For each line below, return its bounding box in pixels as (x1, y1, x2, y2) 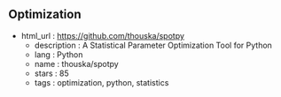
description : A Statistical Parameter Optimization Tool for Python (34, 40, 272, 50)
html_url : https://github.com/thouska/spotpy (20, 30, 185, 41)
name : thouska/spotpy (34, 58, 119, 69)
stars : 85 (34, 68, 70, 78)
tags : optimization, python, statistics (34, 77, 169, 87)
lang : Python (34, 48, 83, 60)
